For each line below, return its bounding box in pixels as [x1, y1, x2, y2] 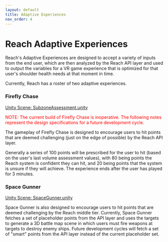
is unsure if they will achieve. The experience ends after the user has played [5, 165, 162, 171]
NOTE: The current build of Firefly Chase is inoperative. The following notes [5, 114, 162, 120]
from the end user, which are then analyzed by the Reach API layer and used [5, 60, 163, 66]
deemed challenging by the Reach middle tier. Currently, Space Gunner [5, 209, 152, 215]
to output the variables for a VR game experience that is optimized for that [5, 66, 158, 72]
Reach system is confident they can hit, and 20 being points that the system [5, 160, 162, 166]
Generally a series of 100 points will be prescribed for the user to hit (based [5, 149, 161, 155]
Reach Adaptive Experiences [5, 38, 128, 50]
